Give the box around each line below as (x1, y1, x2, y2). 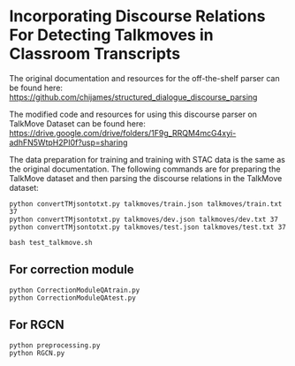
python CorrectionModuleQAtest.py (9, 294, 137, 302)
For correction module (9, 263, 134, 278)
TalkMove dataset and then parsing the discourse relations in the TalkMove (9, 172, 283, 183)
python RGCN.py (9, 348, 65, 357)
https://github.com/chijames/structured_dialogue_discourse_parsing (9, 91, 258, 103)
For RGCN (9, 317, 64, 332)
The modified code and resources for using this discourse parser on (9, 109, 258, 119)
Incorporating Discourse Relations (9, 6, 266, 27)
